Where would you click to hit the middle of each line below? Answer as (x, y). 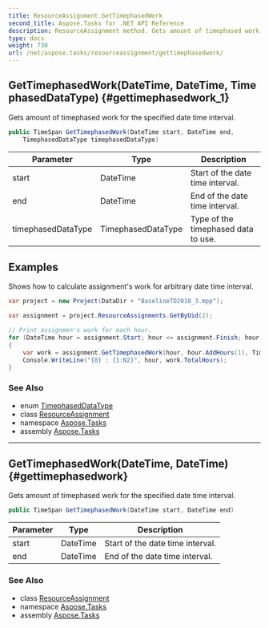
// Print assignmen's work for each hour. (80, 330)
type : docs (26, 38)
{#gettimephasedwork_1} (165, 98)
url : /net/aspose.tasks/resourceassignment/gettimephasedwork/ (116, 53)
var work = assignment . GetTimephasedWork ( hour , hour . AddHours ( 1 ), (136, 352)
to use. (203, 239)
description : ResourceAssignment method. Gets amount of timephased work (134, 30)
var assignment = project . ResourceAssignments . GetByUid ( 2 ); (111, 316)
